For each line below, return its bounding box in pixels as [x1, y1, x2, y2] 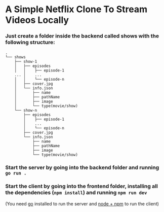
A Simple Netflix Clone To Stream [5, 4, 148, 15]
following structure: [5, 39, 55, 46]
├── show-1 [14, 59, 37, 64]
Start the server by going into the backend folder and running [5, 164, 159, 171]
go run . [5, 170, 27, 176]
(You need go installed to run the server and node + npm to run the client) [5, 200, 159, 206]
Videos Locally [5, 14, 69, 26]
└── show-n [14, 108, 37, 113]
